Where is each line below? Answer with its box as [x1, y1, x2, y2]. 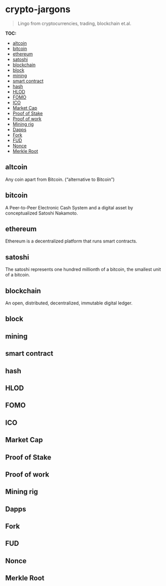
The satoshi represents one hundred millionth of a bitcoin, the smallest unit [5, 266, 161, 272]
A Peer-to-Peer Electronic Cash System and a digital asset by [5, 204, 133, 210]
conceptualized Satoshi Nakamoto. [5, 210, 78, 216]
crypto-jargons [5, 4, 71, 15]
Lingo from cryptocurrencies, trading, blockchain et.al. [17, 20, 132, 26]
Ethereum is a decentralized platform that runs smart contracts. [5, 238, 138, 244]
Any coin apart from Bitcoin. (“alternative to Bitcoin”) [5, 176, 115, 182]
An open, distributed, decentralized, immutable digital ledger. [5, 300, 133, 306]
